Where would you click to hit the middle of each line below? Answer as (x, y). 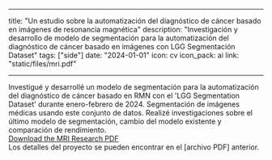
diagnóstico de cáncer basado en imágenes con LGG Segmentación (122, 46)
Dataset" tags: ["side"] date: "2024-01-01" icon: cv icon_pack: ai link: (124, 55)
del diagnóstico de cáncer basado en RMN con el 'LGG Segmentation (124, 95)
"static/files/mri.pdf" (42, 64)
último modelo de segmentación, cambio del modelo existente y (115, 121)
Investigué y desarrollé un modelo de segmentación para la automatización (134, 87)
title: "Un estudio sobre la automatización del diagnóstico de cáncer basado (135, 21)
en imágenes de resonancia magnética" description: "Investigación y (123, 29)
